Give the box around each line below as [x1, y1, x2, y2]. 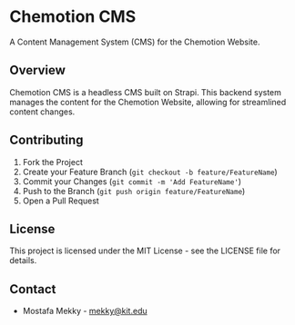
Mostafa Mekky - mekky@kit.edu [22, 306, 147, 317]
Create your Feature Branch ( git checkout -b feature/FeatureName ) [22, 166, 278, 177]
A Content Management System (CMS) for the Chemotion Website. [9, 36, 261, 47]
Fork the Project [22, 156, 84, 167]
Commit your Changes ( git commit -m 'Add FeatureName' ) [22, 175, 242, 187]
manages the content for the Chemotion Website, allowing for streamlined [9, 96, 287, 107]
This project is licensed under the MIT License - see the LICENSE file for [9, 245, 280, 256]
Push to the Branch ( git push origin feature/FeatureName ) [22, 185, 246, 196]
